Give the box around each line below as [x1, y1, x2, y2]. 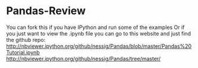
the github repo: [6, 36, 46, 43]
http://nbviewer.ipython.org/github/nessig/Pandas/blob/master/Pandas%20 [6, 43, 192, 50]
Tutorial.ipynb [6, 48, 40, 56]
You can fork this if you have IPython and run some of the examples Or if [6, 24, 185, 31]
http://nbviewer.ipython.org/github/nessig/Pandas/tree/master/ [6, 55, 161, 62]
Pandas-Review [6, 4, 86, 18]
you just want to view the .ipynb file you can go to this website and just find [6, 30, 191, 37]
